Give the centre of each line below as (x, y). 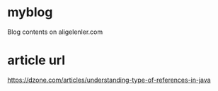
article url (36, 60)
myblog (30, 12)
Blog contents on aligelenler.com (55, 32)
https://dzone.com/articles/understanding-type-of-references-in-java (109, 80)
